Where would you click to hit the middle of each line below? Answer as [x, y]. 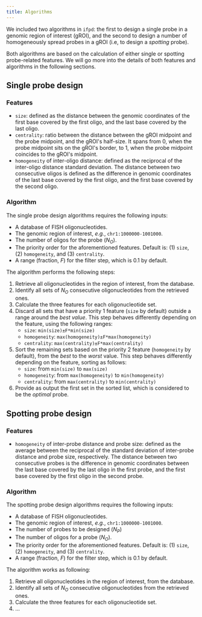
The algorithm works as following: [48, 569]
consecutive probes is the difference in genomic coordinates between [102, 463]
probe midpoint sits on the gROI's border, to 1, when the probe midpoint [104, 148]
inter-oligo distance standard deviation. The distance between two [98, 167]
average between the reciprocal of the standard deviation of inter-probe [104, 450]
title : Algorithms [29, 12]
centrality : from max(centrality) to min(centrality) [90, 382]
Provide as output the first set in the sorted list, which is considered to [102, 388]
